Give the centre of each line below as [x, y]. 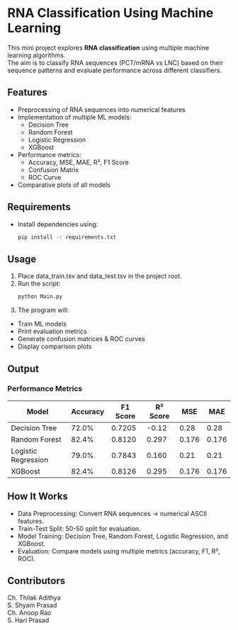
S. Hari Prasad [28, 620]
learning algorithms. [36, 55]
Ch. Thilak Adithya [34, 598]
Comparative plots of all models [64, 185]
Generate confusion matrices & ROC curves [81, 339]
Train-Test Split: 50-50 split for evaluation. [79, 528]
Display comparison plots [55, 346]
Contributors [36, 581]
